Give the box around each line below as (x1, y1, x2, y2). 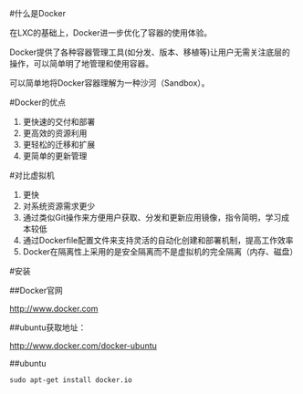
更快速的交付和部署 (22, 117, 96, 127)
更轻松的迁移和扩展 (22, 140, 96, 150)
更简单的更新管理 (22, 150, 88, 161)
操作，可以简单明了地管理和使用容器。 (9, 58, 153, 68)
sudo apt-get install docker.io (9, 376, 132, 385)
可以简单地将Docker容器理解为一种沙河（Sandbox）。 (9, 78, 210, 88)
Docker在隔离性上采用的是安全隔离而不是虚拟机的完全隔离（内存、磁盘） (22, 246, 298, 257)
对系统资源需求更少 (22, 201, 96, 212)
